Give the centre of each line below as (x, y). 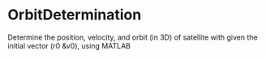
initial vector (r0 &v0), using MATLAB (69, 45)
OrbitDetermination (75, 15)
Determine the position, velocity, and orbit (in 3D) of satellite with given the (133, 37)
